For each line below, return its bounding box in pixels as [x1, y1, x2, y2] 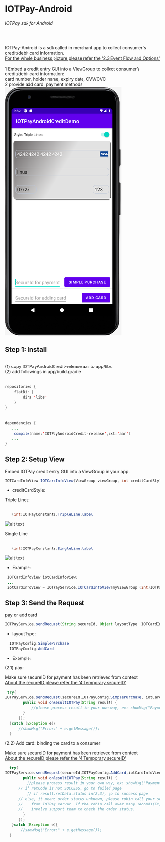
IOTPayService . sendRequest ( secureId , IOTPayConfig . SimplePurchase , [5, 695, 144, 700]
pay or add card [5, 612, 38, 618]
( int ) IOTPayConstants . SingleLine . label [11, 546, 93, 551]
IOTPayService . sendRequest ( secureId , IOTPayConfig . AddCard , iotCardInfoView [5, 770, 162, 775]
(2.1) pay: [5, 664, 24, 670]
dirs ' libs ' [23, 395, 48, 400]
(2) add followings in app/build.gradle [5, 369, 81, 375]
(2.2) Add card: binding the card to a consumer [5, 740, 101, 746]
